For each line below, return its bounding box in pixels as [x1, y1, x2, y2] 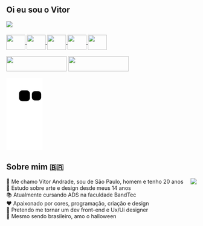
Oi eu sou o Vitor [6, 5, 71, 15]
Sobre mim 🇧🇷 [6, 162, 64, 172]
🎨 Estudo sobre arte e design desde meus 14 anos [6, 184, 131, 192]
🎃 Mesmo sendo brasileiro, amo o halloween [6, 212, 117, 219]
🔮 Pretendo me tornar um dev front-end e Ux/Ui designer [6, 206, 149, 213]
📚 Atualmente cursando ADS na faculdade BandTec [6, 191, 137, 198]
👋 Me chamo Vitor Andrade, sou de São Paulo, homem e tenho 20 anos [6, 178, 184, 185]
